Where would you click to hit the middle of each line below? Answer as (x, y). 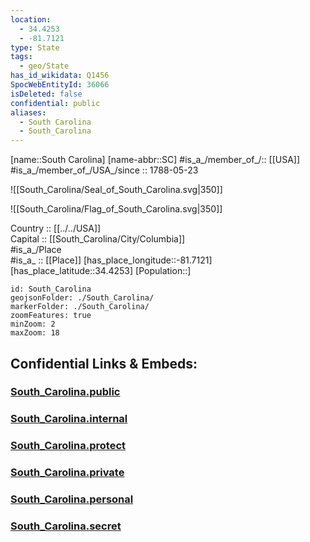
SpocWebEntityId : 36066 (60, 85)
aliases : (28, 112)
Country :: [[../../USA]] (56, 228)
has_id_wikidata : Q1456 (60, 76)
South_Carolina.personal (72, 499)
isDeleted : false (46, 94)
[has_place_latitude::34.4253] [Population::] (101, 271)
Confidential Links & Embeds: (104, 363)
